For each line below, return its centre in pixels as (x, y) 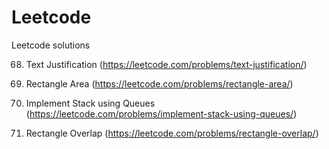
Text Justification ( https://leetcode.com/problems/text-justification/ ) (166, 64)
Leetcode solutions (51, 45)
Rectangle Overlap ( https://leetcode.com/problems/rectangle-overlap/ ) (172, 133)
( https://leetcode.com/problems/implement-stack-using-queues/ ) (161, 113)
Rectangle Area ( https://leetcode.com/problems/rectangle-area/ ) (159, 83)
